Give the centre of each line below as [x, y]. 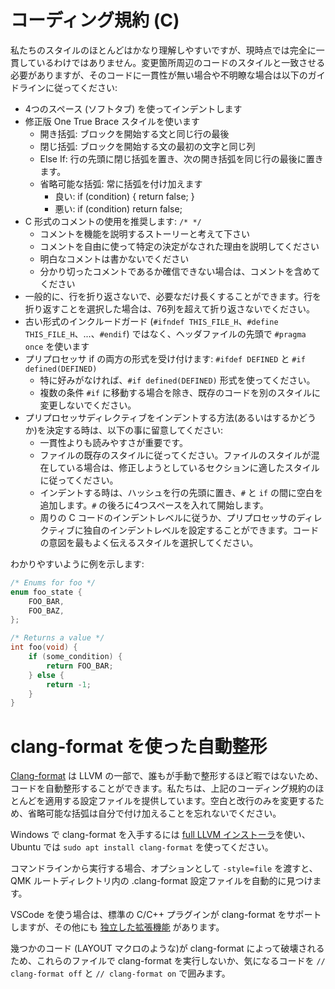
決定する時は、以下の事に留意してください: [134, 430]
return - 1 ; [69, 684]
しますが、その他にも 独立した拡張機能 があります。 [117, 927]
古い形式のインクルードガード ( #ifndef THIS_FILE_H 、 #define [151, 321]
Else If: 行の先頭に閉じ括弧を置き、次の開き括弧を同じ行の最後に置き [181, 158]
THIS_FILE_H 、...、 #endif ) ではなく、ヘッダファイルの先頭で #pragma [165, 333]
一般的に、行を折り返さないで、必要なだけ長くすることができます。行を [173, 296]
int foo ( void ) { [44, 647]
